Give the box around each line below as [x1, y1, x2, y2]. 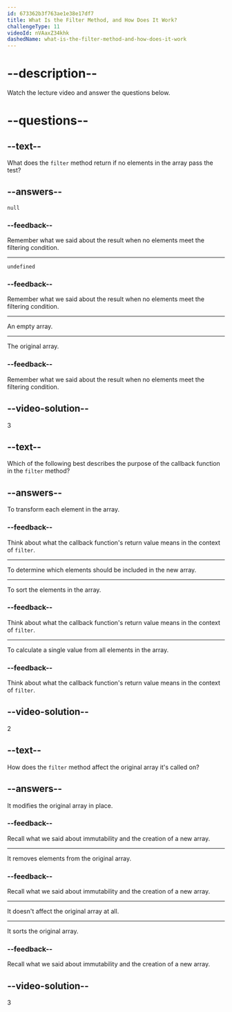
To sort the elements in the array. [7, 586, 101, 594]
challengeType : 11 [7, 23, 60, 30]
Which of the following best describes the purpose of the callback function [7, 460, 221, 468]
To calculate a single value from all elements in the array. [7, 645, 169, 654]
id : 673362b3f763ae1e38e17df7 [7, 10, 95, 17]
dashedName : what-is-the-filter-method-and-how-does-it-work [7, 36, 187, 43]
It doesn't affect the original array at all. [7, 907, 119, 916]
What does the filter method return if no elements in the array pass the [7, 159, 213, 167]
